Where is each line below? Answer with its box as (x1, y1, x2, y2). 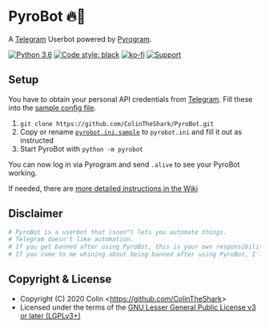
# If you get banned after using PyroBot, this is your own (8, 243, 214, 251)
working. (8, 168, 38, 177)
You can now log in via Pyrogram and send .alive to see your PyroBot (8, 160, 240, 169)
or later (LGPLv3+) (19, 310, 82, 320)
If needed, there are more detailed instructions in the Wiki (8, 184, 199, 193)
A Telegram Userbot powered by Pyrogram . (8, 34, 152, 43)
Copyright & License (8, 273, 112, 286)
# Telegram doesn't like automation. (8, 236, 134, 244)
